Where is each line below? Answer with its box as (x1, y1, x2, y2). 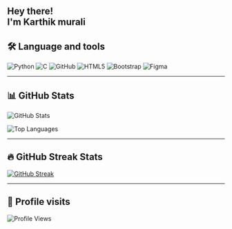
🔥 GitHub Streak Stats (7, 151, 104, 163)
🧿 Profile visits (7, 196, 70, 208)
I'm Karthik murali (7, 17, 86, 28)
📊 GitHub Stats (7, 90, 75, 101)
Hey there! (7, 6, 54, 17)
